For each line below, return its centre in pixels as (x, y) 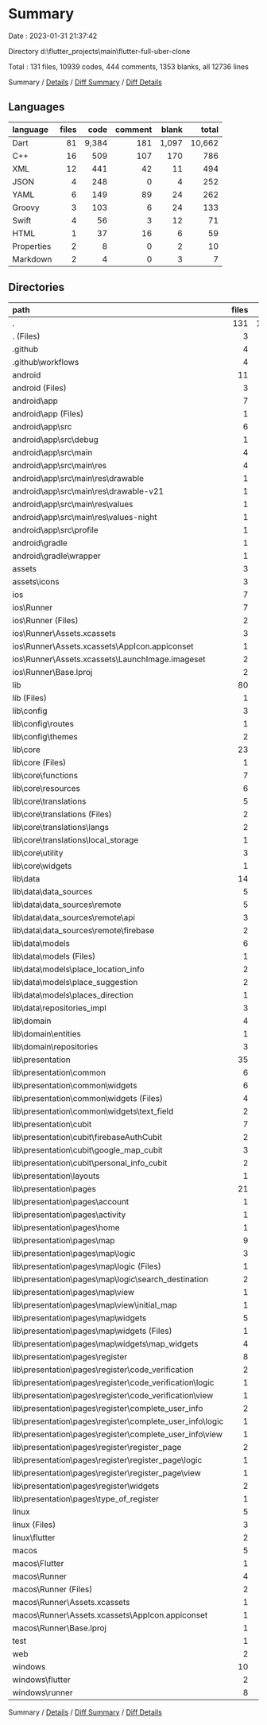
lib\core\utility (38, 853)
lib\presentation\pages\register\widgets (86, 1486)
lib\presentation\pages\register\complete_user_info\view (118, 1434)
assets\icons (36, 581)
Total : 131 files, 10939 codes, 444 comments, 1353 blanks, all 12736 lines (128, 66)
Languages (37, 107)
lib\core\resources (46, 788)
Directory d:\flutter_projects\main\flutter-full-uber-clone (99, 51)
